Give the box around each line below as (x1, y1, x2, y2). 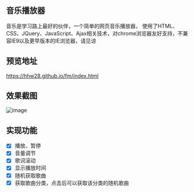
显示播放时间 (14, 164, 46, 171)
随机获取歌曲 (14, 172, 46, 179)
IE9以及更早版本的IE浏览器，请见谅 (11, 37, 96, 44)
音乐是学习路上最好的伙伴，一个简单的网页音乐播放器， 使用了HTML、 (6, 22, 178, 30)
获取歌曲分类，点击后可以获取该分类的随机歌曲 (14, 179, 129, 186)
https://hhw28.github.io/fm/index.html (6, 72, 99, 79)
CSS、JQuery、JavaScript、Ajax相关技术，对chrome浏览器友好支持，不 (6, 30, 183, 37)
